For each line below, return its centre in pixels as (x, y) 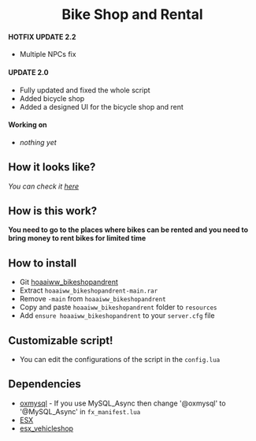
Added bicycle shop (52, 98)
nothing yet (38, 142)
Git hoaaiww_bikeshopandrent (69, 282)
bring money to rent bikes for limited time (77, 238)
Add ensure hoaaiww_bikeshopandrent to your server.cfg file (117, 316)
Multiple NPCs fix (48, 54)
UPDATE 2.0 (28, 72)
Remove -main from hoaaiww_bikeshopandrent (93, 299)
